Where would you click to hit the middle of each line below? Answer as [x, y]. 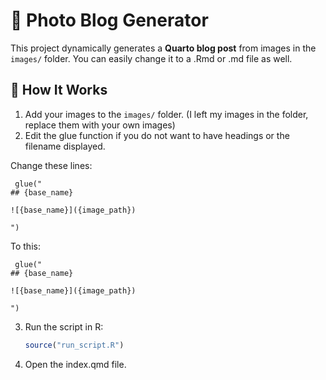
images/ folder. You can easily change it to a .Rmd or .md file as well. [151, 58]
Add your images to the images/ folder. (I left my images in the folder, [166, 114]
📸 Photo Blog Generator [109, 20]
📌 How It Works [59, 90]
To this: [25, 246]
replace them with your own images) [100, 125]
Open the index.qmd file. [75, 364]
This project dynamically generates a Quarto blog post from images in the [163, 48]
